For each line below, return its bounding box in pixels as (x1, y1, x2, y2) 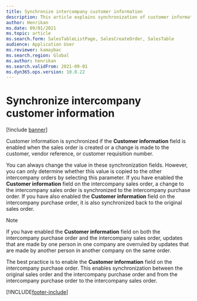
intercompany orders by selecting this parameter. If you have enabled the (6, 174, 184, 181)
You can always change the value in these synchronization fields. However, (6, 161, 188, 168)
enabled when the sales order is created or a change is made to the (6, 144, 169, 151)
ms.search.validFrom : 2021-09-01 (6, 63, 88, 70)
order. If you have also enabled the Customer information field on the (6, 193, 175, 200)
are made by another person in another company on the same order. (6, 247, 171, 254)
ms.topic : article (6, 31, 51, 37)
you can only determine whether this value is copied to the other (6, 168, 162, 175)
